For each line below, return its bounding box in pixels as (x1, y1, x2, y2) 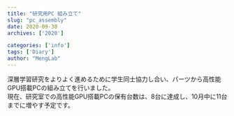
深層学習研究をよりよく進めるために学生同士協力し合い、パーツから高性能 (7, 74, 221, 83)
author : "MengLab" (7, 55, 61, 63)
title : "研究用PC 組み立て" (7, 10, 82, 17)
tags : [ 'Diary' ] (7, 49, 54, 56)
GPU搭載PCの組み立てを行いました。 (7, 83, 115, 92)
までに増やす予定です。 (7, 101, 75, 109)
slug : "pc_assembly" (7, 17, 68, 24)
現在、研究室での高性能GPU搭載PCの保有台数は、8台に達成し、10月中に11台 (7, 92, 228, 101)
